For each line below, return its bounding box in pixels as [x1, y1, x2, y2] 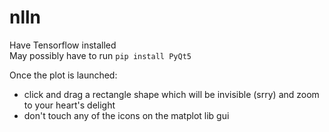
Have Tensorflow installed [9, 39, 117, 51]
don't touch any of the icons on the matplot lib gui [23, 109, 230, 121]
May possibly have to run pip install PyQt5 [9, 49, 192, 61]
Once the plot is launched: [9, 69, 118, 81]
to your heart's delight [23, 99, 116, 111]
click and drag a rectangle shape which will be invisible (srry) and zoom [23, 88, 320, 100]
